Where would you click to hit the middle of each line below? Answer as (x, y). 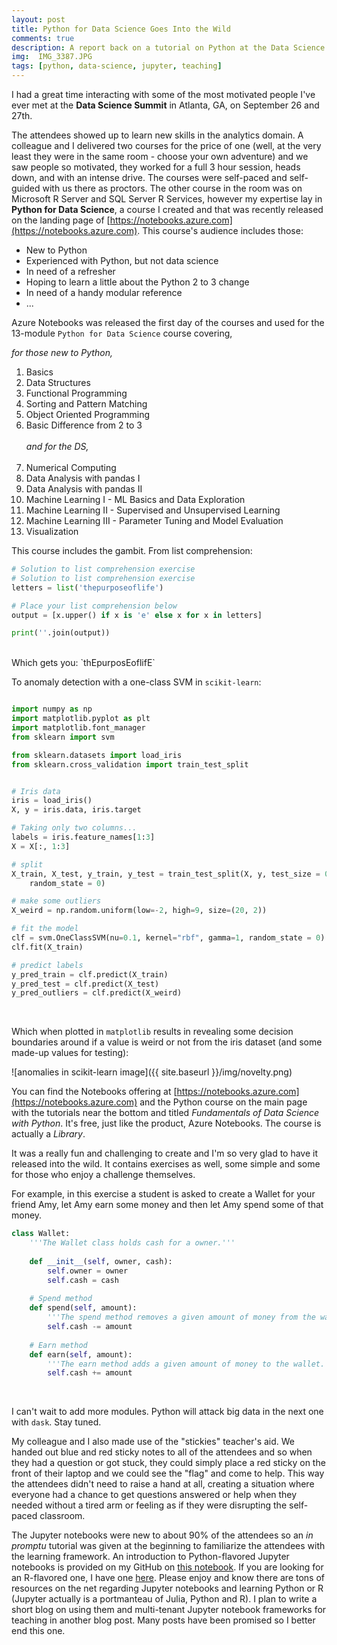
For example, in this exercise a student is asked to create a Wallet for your (163, 1194)
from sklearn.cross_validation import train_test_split (130, 764)
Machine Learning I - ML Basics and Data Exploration (135, 499)
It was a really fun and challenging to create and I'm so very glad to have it (165, 1153)
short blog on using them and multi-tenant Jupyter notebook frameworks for (169, 1610)
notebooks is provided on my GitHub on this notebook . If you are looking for (167, 1567)
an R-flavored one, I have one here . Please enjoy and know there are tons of (168, 1578)
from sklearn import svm (63, 737)
